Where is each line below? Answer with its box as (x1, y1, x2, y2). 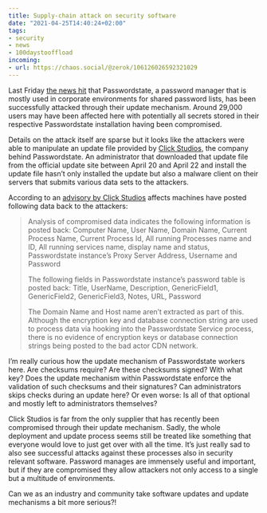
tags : (8, 26, 26, 34)
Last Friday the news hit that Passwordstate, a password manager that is (8, 85, 247, 95)
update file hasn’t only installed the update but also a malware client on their (8, 168, 259, 178)
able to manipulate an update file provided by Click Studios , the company (8, 143, 249, 152)
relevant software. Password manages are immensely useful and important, (8, 456, 257, 466)
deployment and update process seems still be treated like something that (8, 431, 252, 440)
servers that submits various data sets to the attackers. (8, 177, 189, 187)
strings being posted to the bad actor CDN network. (27, 341, 198, 350)
